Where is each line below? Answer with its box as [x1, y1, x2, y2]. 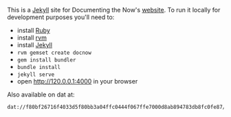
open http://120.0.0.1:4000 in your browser [16, 77, 138, 85]
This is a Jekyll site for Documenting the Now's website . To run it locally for [7, 6, 221, 14]
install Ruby [16, 27, 50, 34]
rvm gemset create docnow [16, 49, 91, 56]
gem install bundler [16, 57, 76, 64]
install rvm [16, 34, 47, 42]
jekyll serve [16, 71, 55, 78]
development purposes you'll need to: [7, 13, 115, 21]
